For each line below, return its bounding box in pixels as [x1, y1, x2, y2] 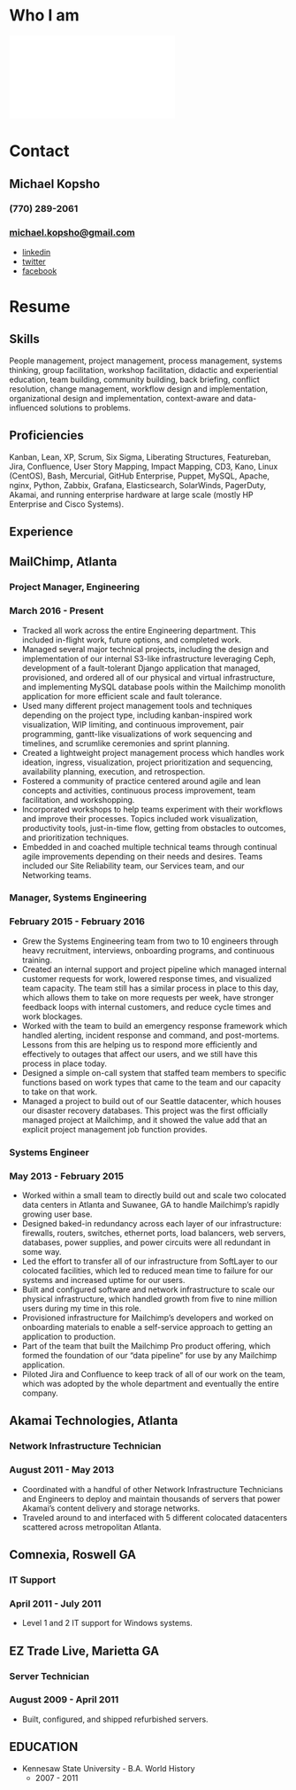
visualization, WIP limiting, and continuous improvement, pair [21, 719, 245, 729]
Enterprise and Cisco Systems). [9, 498, 125, 510]
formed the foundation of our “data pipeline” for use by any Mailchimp [21, 1350, 277, 1360]
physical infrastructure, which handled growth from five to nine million [21, 1293, 277, 1304]
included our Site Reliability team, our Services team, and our [21, 860, 245, 871]
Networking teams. [21, 869, 92, 880]
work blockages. [21, 1011, 83, 1022]
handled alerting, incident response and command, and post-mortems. [21, 1030, 280, 1040]
